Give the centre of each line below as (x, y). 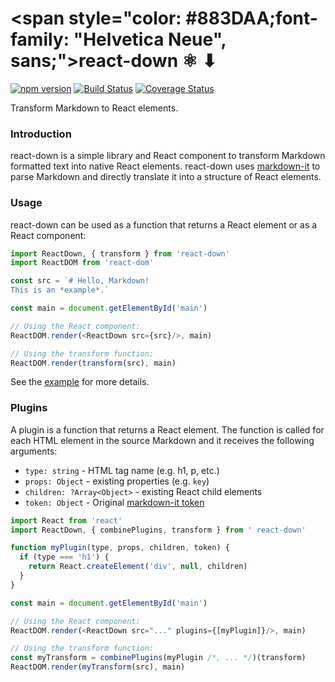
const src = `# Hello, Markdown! (80, 281)
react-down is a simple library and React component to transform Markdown (168, 156)
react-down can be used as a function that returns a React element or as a (164, 224)
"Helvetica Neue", (150, 39)
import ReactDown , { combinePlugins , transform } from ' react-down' (158, 530)
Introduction (41, 134)
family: (40, 39)
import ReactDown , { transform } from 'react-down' (120, 253)
